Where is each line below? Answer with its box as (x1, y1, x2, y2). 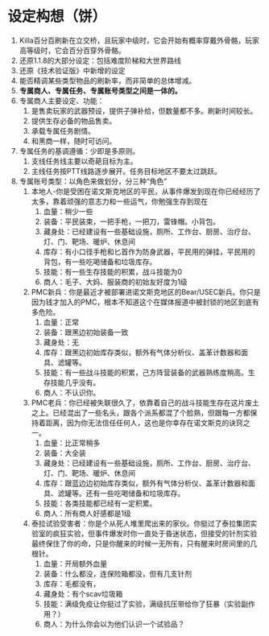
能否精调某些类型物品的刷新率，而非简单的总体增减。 (19, 76, 197, 85)
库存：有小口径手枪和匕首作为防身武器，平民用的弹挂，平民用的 (43, 246, 255, 256)
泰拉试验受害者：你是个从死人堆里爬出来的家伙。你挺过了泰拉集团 (31, 518, 250, 528)
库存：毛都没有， (43, 579, 101, 589)
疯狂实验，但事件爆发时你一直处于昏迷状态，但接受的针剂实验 (52, 528, 258, 538)
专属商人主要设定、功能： (19, 96, 105, 105)
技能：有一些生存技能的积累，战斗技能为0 (43, 266, 183, 276)
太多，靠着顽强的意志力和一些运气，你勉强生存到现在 (31, 196, 209, 206)
